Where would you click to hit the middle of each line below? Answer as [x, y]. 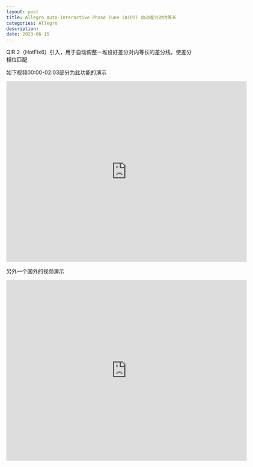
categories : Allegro [32, 23]
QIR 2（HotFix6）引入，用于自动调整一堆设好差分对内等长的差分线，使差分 [99, 52]
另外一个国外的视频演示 [35, 271]
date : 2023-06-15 [28, 34]
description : [23, 29]
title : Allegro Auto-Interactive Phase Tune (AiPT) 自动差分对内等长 [92, 17]
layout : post [23, 12]
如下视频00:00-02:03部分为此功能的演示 [56, 72]
